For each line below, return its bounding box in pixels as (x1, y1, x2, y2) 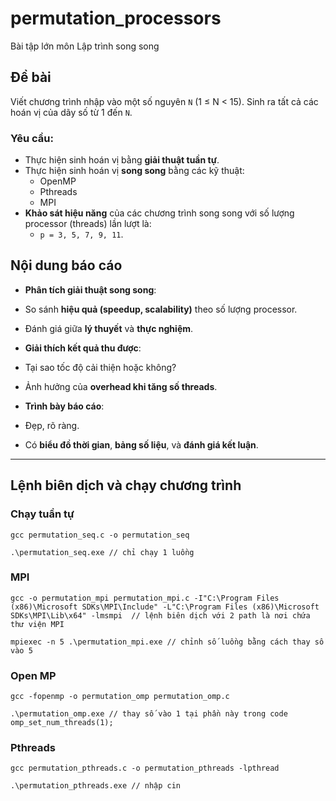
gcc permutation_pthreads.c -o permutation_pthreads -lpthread (10, 763, 280, 774)
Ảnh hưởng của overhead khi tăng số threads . (24, 380, 218, 392)
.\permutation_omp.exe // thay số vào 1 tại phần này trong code (10, 709, 288, 719)
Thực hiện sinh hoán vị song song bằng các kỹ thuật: (24, 165, 245, 177)
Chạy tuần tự (10, 507, 75, 521)
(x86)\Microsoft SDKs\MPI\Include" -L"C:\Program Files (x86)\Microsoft (10, 602, 320, 612)
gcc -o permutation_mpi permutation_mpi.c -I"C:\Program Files (10, 593, 280, 603)
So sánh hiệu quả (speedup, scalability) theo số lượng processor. (24, 303, 298, 315)
